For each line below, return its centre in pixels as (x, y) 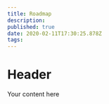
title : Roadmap (30, 14)
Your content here (33, 94)
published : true (31, 27)
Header (29, 75)
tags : (15, 40)
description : (26, 20)
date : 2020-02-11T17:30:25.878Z (54, 33)
